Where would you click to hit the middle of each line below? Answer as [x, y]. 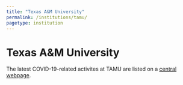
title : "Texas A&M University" [45, 12]
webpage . [19, 75]
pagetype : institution [35, 23]
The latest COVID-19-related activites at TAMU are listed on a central [91, 69]
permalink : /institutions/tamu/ [47, 17]
